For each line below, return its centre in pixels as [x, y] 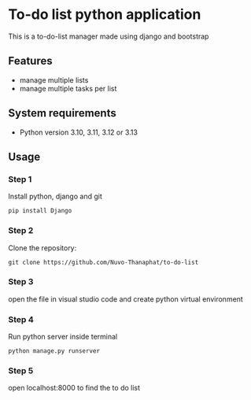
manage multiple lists [54, 80]
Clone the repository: [42, 248]
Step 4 [21, 319]
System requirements [62, 113]
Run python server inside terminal [63, 337]
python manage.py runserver [54, 351]
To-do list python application [105, 15]
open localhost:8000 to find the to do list [74, 388]
